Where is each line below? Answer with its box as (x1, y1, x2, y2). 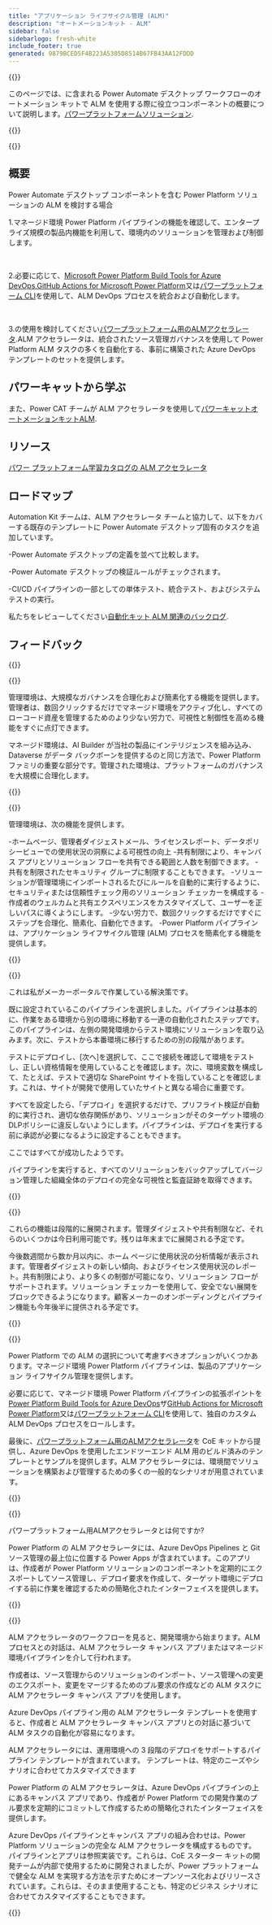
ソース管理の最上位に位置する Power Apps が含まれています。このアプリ (8, 1553, 252, 1563)
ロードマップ (8, 489, 73, 502)
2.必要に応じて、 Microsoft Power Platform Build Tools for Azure (8, 270, 222, 280)
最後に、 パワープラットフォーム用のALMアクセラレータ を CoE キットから (8, 1436, 254, 1446)
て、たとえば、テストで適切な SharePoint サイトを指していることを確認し (8, 1072, 255, 1082)
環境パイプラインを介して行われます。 (8, 1653, 136, 1662)
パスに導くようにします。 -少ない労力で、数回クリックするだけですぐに (22, 908, 262, 918)
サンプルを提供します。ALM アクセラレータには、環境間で (43, 1457, 238, 1467)
